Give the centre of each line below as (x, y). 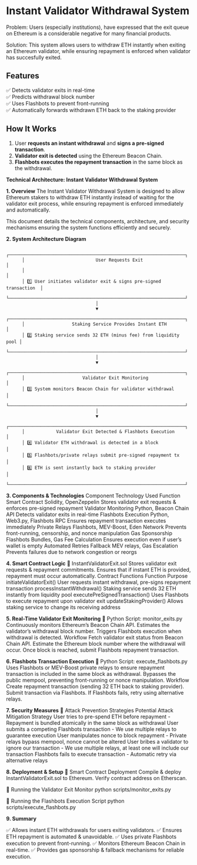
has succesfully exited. (34, 57)
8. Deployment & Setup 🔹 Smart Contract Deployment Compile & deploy (94, 772)
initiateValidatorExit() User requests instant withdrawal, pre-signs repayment (98, 582)
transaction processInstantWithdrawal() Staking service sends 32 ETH (91, 588)
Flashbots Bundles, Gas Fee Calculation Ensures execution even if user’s (94, 539)
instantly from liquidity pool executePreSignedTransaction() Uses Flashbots (98, 595)
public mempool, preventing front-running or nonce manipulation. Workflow (98, 680)
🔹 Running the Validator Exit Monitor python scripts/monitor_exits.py (89, 789)
